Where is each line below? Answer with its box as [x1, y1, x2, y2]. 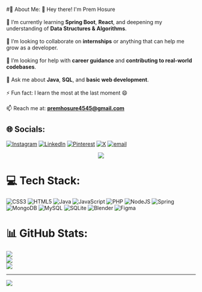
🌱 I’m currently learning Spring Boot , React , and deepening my [6, 19, 162, 25]
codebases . [6, 63, 37, 70]
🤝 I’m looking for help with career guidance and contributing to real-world [6, 57, 192, 64]
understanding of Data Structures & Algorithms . [6, 25, 127, 32]
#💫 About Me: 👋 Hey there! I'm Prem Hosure [6, 6, 115, 13]
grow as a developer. [6, 44, 58, 51]
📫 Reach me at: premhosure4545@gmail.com [6, 105, 125, 111]
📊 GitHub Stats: [6, 226, 88, 240]
